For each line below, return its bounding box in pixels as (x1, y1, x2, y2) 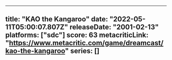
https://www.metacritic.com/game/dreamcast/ (9, 39, 164, 47)
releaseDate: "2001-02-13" (69, 23, 159, 32)
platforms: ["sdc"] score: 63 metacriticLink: (5, 31, 148, 40)
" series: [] (64, 47, 100, 55)
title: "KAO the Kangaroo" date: (5, 15, 109, 23)
